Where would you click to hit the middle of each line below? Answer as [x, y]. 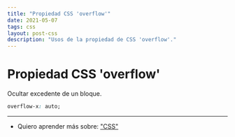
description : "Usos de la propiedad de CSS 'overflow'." [92, 40]
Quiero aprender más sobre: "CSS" [68, 126]
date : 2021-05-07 [33, 20]
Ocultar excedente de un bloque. [55, 94]
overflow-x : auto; [34, 107]
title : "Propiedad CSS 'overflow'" [59, 14]
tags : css [22, 27]
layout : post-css [33, 33]
